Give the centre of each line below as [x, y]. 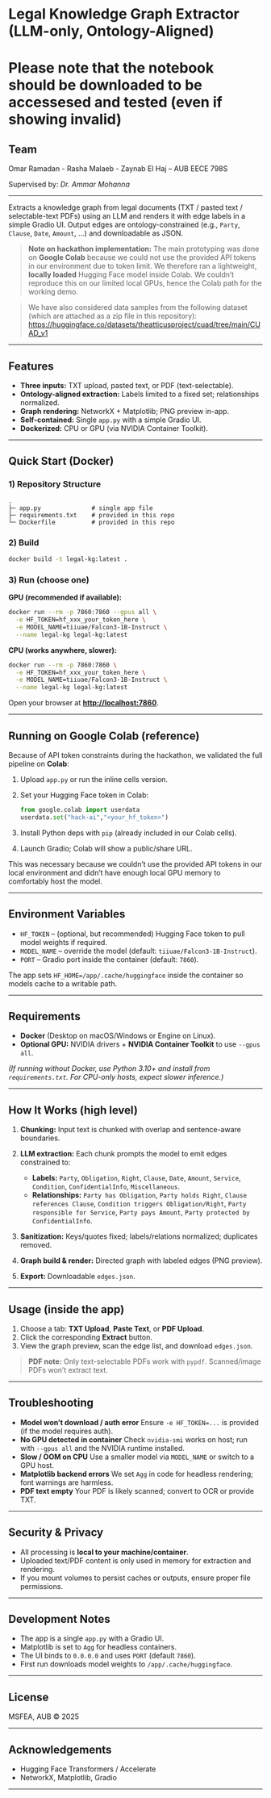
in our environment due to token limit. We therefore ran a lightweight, [142, 266]
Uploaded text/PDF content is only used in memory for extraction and [135, 1560]
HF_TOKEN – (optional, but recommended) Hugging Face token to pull [132, 934]
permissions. [41, 1586]
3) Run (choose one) [49, 579]
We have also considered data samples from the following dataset [138, 307]
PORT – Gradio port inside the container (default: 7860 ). [109, 959]
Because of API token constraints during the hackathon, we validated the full [135, 755]
